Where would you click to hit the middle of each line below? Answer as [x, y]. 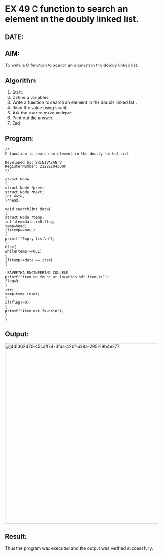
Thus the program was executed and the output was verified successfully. [79, 548]
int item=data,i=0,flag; [30, 222]
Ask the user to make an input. [43, 113]
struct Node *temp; [25, 218]
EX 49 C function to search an [66, 9]
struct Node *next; [25, 192]
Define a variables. [31, 98]
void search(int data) [28, 209]
